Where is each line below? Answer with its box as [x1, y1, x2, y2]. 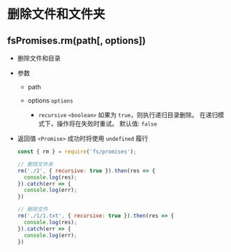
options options [27, 96, 73, 105]
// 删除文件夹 [17, 161, 54, 168]
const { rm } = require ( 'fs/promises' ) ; [17, 148, 137, 155]
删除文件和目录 [17, 54, 61, 62]
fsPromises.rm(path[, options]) [7, 34, 147, 46]
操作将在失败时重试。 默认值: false [57, 119, 158, 128]
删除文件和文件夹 [7, 6, 106, 22]
